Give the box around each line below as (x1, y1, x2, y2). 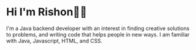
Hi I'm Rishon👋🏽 (6, 5, 88, 19)
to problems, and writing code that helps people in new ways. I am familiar (6, 31, 190, 38)
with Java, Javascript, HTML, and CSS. (6, 37, 103, 44)
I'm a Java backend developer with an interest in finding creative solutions (6, 25, 190, 32)
